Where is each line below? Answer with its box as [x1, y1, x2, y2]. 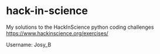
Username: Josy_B [6, 41, 52, 48]
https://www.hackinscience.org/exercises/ [6, 29, 108, 36]
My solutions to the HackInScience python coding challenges [6, 23, 154, 31]
